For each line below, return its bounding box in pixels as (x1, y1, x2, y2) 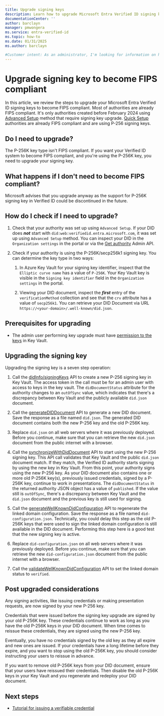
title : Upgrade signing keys (5, 7, 64, 12)
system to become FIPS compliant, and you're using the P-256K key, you (5, 153, 152, 159)
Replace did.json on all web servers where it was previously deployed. (12, 429, 155, 435)
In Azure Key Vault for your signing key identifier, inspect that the (19, 265, 150, 270)
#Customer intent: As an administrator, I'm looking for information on (5, 52, 156, 57)
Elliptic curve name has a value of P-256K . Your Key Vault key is (19, 269, 150, 276)
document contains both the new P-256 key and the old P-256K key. (12, 420, 150, 426)
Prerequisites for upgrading (5, 319, 91, 327)
